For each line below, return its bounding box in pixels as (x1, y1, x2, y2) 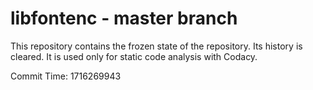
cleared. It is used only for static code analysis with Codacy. (10, 50, 258, 62)
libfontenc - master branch (10, 7, 238, 30)
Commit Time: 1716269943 (10, 70, 122, 82)
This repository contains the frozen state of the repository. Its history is (10, 40, 303, 52)
